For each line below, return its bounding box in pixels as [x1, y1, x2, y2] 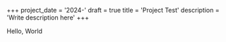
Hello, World [6, 27, 43, 35]
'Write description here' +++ [6, 13, 90, 22]
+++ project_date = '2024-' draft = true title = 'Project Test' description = [6, 6, 220, 14]
